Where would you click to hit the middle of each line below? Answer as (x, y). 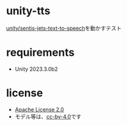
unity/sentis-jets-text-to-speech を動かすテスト (64, 28)
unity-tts (28, 11)
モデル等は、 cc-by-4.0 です (48, 116)
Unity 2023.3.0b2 (36, 69)
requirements (40, 53)
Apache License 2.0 (39, 109)
